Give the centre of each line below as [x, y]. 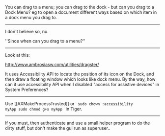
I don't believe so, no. [27, 32]
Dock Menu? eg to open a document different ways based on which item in [81, 12]
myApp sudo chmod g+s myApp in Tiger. [44, 109]
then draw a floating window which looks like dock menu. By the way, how [80, 79]
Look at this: [18, 55]
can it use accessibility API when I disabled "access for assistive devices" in [82, 84]
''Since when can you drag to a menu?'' [45, 41]
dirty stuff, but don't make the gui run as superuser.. [58, 128]
